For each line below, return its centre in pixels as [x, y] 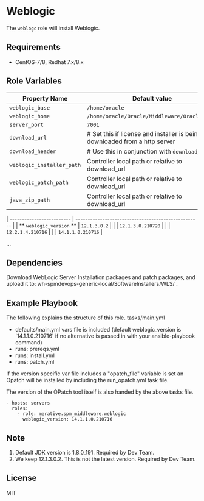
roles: [20, 409]
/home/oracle [106, 108]
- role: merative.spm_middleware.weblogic [72, 414]
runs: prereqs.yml [37, 349]
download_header [33, 151]
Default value [152, 98]
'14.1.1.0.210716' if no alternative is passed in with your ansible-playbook [105, 336]
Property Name [45, 98]
